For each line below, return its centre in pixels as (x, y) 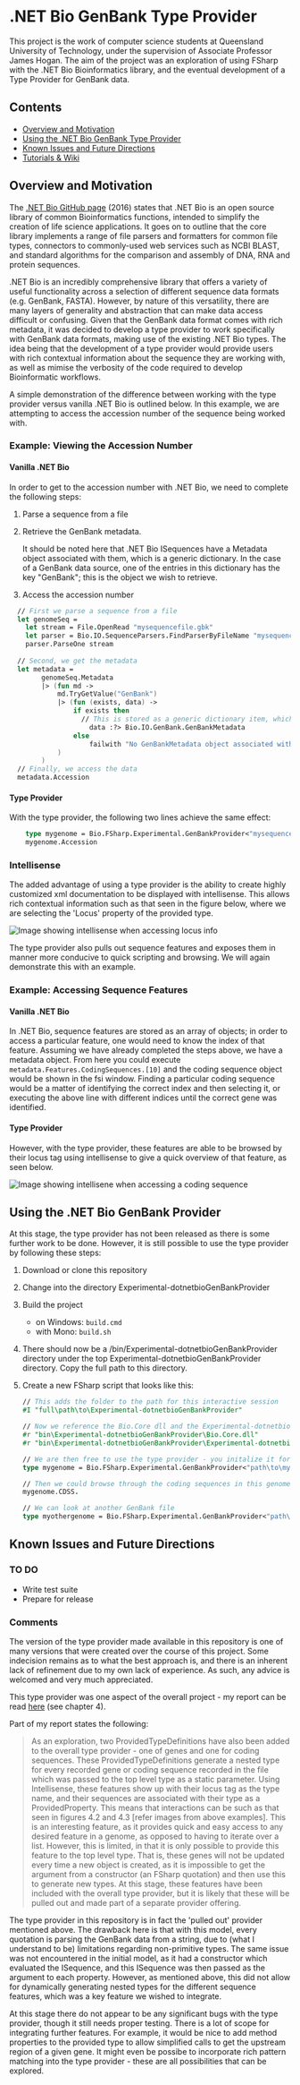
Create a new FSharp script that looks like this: (108, 1386)
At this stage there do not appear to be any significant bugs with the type (144, 2014)
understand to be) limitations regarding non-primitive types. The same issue (149, 1949)
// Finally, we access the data (78, 769)
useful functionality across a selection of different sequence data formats (144, 291)
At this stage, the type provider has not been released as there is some (140, 1234)
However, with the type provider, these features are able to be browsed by (146, 1148)
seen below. (31, 1166)
